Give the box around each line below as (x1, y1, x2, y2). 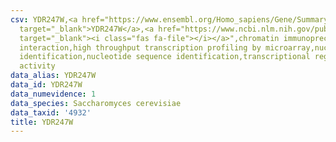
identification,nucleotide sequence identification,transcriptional (19, 52, 311, 62)
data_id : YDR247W (10, 80, 83, 90)
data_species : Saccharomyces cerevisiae (10, 98, 182, 108)
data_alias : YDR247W (10, 71, 97, 81)
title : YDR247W (10, 117, 74, 127)
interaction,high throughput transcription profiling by (19, 42, 262, 53)
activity (19, 61, 56, 71)
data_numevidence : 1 (10, 89, 97, 99)
